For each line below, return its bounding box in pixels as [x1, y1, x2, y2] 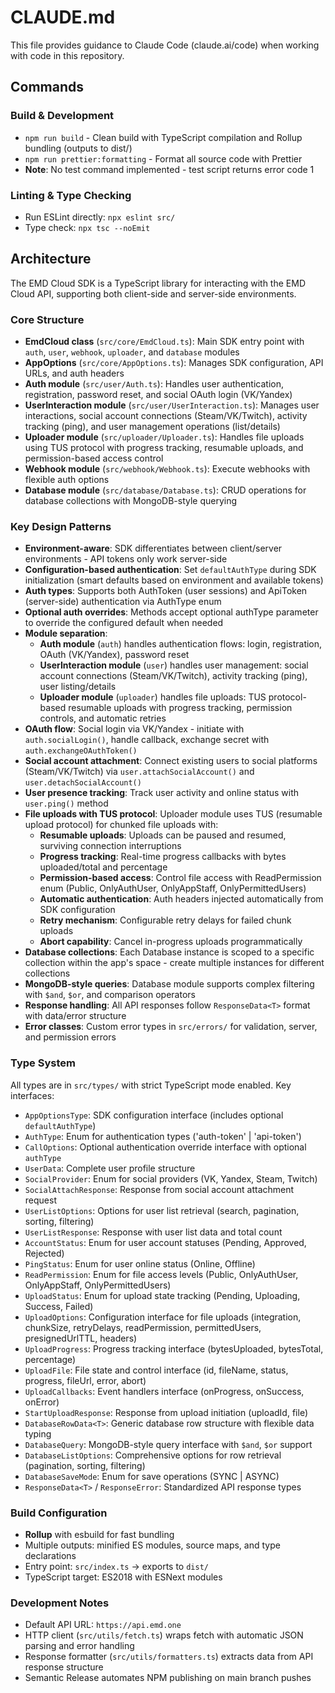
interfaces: [10, 1089, 55, 1101]
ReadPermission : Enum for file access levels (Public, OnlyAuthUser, [24, 1268, 299, 1280]
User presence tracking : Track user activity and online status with [24, 787, 300, 799]
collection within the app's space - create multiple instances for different [24, 957, 325, 969]
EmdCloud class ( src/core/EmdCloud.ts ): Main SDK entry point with [24, 336, 305, 348]
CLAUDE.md [10, 6, 116, 29]
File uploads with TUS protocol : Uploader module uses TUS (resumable [24, 808, 323, 820]
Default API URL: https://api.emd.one [24, 1619, 182, 1631]
